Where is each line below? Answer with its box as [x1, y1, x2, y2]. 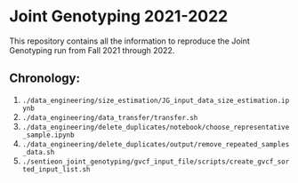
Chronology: [9, 71, 80, 86]
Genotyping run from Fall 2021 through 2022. [9, 44, 175, 55]
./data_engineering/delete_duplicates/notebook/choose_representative [21, 123, 290, 131]
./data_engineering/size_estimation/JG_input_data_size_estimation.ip [21, 96, 290, 105]
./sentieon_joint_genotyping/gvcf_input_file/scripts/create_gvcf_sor [21, 157, 290, 166]
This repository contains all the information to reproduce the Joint [9, 36, 251, 46]
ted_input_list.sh [21, 164, 91, 174]
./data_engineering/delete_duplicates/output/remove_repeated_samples [21, 139, 290, 148]
